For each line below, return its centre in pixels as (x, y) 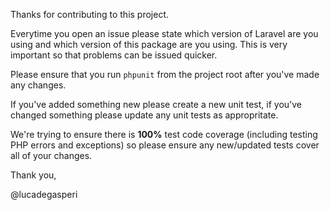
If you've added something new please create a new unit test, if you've (156, 104)
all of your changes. (51, 155)
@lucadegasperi (44, 194)
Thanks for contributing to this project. (90, 14)
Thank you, (33, 175)
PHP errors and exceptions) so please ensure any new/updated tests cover (165, 145)
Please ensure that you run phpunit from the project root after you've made (165, 74)
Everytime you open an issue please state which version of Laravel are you (164, 33)
